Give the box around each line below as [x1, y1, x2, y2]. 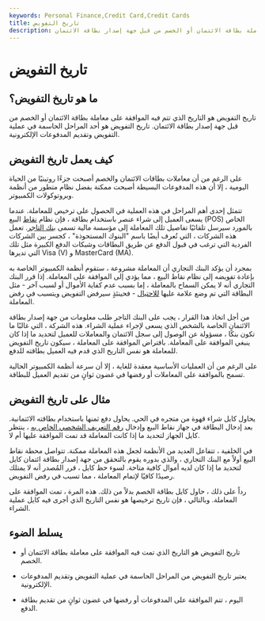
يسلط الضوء [9, 526, 62, 539]
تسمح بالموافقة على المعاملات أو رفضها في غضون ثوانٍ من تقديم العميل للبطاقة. [9, 370, 245, 379]
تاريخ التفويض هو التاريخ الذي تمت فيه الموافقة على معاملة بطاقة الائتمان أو [20, 547, 240, 557]
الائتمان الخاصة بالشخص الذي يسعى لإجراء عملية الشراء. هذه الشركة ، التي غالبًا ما [9, 321, 250, 330]
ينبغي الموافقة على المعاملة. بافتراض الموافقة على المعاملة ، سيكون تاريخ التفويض [9, 337, 251, 347]
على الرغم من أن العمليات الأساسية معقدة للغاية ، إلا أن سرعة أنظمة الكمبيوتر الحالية [9, 361, 258, 371]
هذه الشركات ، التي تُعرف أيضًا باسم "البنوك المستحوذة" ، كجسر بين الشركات [9, 231, 237, 241]
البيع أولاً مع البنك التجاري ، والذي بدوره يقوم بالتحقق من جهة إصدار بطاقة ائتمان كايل [9, 455, 256, 463]
